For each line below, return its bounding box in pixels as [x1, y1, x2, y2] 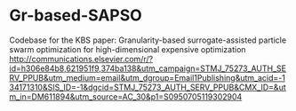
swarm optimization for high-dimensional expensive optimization [9, 44, 246, 54]
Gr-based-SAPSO [9, 5, 142, 26]
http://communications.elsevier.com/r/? [9, 53, 154, 64]
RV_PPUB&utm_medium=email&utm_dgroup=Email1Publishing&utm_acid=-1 [9, 72, 286, 83]
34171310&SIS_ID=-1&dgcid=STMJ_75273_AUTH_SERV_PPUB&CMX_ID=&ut [9, 82, 286, 92]
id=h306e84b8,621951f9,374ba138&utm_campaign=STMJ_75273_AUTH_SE [9, 63, 287, 74]
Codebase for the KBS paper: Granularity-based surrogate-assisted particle [9, 35, 287, 45]
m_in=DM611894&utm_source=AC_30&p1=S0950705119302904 [9, 91, 243, 102]
